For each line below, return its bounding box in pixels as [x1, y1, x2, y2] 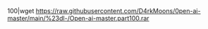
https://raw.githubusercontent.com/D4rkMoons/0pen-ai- [35, 7, 201, 15]
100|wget [7, 7, 35, 15]
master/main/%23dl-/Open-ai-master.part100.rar [7, 14, 149, 23]
